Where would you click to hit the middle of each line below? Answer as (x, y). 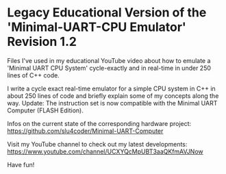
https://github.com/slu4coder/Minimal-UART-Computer (85, 131)
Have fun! (21, 164)
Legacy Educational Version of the (107, 13)
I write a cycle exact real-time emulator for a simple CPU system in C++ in (111, 88)
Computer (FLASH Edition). (45, 110)
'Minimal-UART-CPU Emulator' (97, 27)
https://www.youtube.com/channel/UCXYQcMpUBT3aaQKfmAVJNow (105, 151)
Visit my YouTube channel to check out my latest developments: (97, 144)
